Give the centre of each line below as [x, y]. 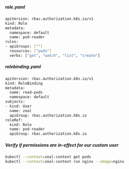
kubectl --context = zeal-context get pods [48, 157]
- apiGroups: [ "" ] [24, 46]
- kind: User [18, 106]
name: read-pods [26, 92]
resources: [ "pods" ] [31, 51]
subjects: [15, 102]
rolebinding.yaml [23, 67]
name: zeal [21, 111]
